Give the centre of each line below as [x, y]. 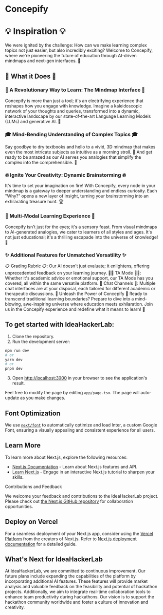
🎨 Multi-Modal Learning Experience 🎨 [50, 216]
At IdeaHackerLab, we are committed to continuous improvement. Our [75, 571]
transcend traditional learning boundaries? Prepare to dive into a [70, 299]
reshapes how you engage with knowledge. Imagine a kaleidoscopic [73, 106]
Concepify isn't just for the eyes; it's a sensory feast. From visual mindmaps [81, 227]
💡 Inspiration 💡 [35, 32]
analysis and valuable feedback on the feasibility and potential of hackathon [81, 587]
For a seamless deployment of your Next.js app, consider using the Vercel [79, 533]
